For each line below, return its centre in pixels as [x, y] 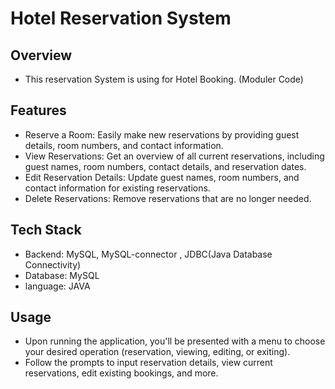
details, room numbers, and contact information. [124, 145]
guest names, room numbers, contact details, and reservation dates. [165, 166]
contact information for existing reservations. [117, 188]
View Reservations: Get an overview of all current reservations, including [174, 156]
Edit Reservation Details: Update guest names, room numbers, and [162, 177]
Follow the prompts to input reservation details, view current [148, 363]
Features [38, 110]
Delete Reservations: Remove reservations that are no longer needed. [168, 198]
